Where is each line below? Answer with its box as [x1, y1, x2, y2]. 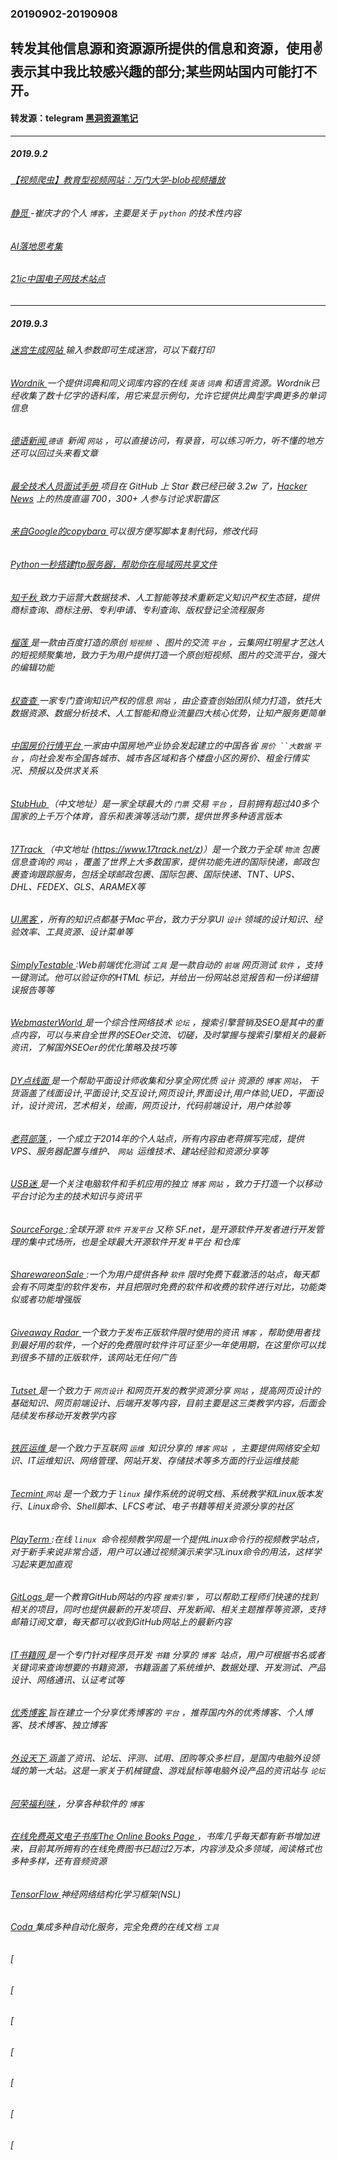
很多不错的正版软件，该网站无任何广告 [18, 1352, 177, 1364]
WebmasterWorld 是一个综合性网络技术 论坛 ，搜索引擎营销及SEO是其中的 [10, 1017, 315, 1029]
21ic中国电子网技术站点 [10, 273, 106, 285]
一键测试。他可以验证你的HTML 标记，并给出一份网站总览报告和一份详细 [10, 971, 310, 983]
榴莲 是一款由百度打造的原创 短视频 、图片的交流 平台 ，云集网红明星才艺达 [10, 637, 317, 649]
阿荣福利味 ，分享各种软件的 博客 [10, 1797, 145, 1809]
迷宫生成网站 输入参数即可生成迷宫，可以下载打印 [10, 343, 215, 356]
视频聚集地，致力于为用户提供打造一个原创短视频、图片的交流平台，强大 [27, 649, 326, 661]
